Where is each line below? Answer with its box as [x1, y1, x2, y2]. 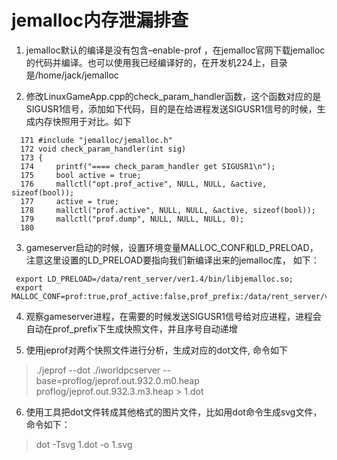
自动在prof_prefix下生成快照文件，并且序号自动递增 [25, 322, 238, 335]
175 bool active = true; [20, 170, 142, 180]
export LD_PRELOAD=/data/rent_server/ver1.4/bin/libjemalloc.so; [15, 274, 294, 284]
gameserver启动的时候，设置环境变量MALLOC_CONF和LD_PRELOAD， [25, 241, 319, 253]
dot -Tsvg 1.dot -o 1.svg [35, 438, 133, 450]
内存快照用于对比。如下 [34, 115, 132, 127]
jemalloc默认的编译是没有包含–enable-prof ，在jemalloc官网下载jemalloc [25, 44, 326, 56]
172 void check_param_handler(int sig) [20, 144, 187, 154]
